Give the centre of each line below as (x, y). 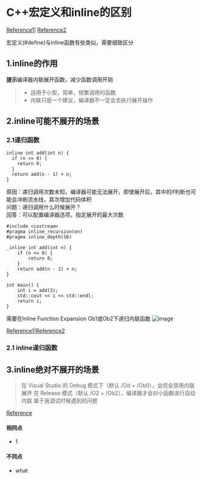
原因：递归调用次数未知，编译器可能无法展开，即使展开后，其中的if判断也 (99, 192)
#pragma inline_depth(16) (39, 237)
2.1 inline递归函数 (32, 348)
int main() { (23, 285)
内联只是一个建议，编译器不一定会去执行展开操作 (92, 100)
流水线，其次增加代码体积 (59, 200)
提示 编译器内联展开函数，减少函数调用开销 (60, 79)
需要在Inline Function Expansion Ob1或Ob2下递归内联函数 (78, 319)
